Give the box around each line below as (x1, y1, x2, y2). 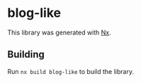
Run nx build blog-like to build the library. (7, 67, 135, 75)
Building (7, 49, 45, 60)
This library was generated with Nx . (7, 28, 111, 37)
